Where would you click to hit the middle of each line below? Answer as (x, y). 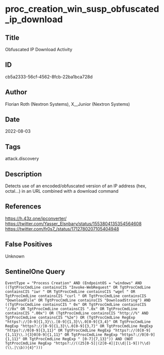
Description (23, 174)
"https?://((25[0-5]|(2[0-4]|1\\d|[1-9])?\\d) (102, 343)
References (23, 207)
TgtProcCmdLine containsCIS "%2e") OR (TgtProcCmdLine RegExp (70, 317)
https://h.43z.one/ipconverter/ (36, 218)
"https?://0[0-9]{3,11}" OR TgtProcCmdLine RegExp (58, 330)
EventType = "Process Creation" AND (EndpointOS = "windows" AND (73, 283)
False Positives (29, 244)
